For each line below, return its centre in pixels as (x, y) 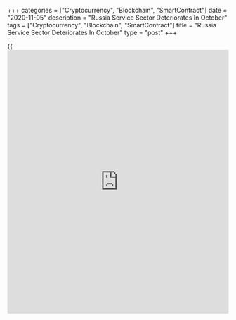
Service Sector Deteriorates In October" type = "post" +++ (92, 32)
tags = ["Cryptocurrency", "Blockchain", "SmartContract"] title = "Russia (112, 25)
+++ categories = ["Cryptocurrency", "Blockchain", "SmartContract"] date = (117, 10)
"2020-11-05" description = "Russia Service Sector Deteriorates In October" (117, 18)
